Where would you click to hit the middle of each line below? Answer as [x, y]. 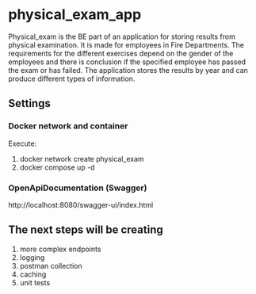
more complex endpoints [60, 249]
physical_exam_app [75, 15]
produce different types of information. [72, 78]
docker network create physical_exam [82, 158]
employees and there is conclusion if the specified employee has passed [127, 62]
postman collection [51, 265]
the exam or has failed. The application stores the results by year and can [128, 70]
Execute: [23, 143]
